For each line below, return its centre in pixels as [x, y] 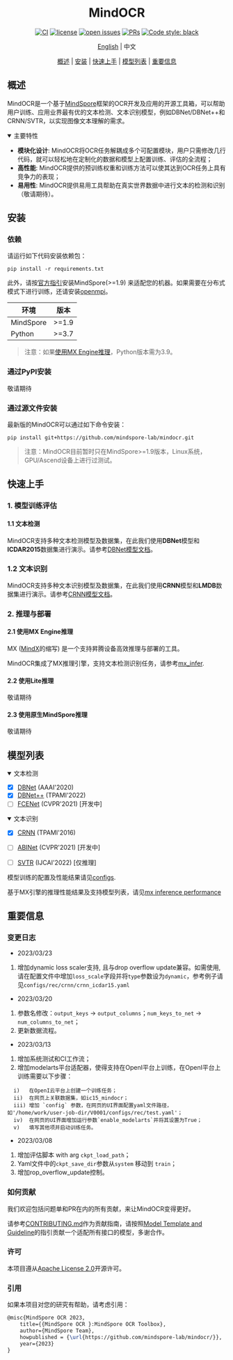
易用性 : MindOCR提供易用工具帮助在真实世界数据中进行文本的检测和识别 [121, 185]
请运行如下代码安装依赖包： [47, 256]
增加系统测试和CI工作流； [54, 1059]
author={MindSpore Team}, [57, 1331]
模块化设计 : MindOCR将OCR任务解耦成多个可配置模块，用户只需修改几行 [121, 150]
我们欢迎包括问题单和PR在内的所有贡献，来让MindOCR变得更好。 [101, 1208]
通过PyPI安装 [30, 372]
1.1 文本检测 [24, 523]
